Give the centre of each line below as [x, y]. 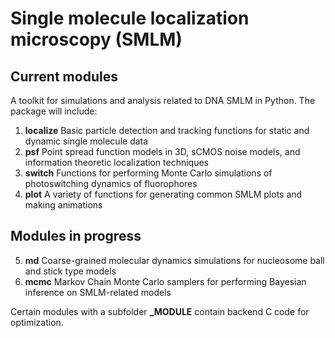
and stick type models [70, 271]
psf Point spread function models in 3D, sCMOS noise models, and [162, 151]
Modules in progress [76, 236]
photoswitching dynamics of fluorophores [111, 183]
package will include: [54, 111]
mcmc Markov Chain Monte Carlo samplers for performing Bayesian [165, 281]
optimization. [37, 322]
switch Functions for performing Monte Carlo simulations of [148, 173]
